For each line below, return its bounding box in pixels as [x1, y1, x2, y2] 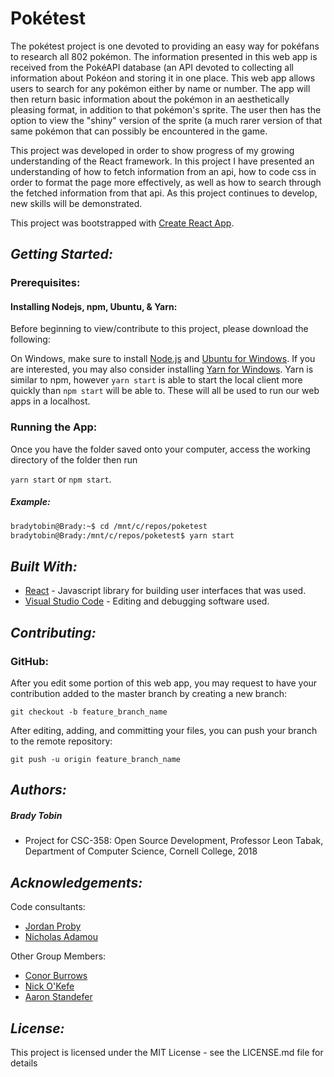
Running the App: [10, 420, 98, 434]
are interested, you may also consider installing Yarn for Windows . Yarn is [10, 363, 314, 376]
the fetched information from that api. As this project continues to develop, [10, 187, 318, 199]
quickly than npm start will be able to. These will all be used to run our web [10, 385, 320, 397]
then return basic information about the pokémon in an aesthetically [10, 93, 290, 105]
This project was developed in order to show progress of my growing [10, 144, 295, 156]
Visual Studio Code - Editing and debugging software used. [24, 595, 270, 607]
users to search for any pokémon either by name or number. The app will [10, 82, 311, 94]
